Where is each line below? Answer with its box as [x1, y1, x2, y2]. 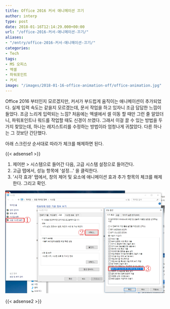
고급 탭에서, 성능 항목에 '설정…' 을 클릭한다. [12, 167, 99, 173]
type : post [5, 19, 28, 24]
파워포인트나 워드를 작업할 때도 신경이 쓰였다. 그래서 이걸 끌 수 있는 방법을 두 [12, 117, 163, 123]
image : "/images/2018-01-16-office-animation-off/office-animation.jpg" [5, 83, 162, 88]
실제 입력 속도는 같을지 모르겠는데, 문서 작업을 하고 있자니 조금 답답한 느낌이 [12, 104, 162, 110]
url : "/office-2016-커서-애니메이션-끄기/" [5, 29, 89, 35]
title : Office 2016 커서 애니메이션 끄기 [5, 8, 84, 13]
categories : [5, 46, 30, 51]
